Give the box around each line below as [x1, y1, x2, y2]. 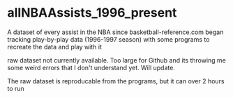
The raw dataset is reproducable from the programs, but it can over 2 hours [7, 76, 225, 85]
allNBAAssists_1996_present [7, 5, 177, 21]
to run [7, 84, 24, 92]
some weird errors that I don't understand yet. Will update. [7, 63, 176, 72]
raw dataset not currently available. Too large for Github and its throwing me [7, 56, 227, 64]
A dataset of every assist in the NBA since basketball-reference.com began [7, 28, 224, 36]
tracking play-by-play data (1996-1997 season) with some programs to [7, 35, 210, 43]
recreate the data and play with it [7, 42, 103, 51]
